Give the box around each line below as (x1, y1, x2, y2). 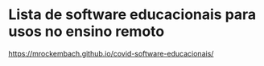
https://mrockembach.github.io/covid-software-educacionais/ (8, 49, 214, 58)
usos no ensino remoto (8, 22, 165, 41)
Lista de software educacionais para (8, 6, 257, 24)
